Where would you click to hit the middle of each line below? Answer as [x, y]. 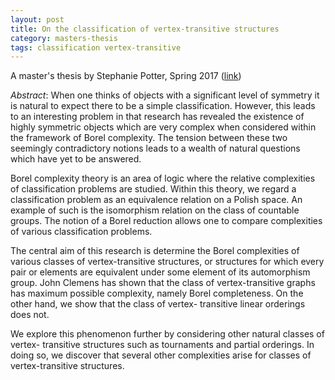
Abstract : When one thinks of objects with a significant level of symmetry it [165, 95]
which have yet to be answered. [76, 159]
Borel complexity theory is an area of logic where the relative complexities [163, 178]
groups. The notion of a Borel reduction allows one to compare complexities [166, 221]
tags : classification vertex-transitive [96, 47]
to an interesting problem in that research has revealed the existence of [157, 117]
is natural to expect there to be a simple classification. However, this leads [163, 106]
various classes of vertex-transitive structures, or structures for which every [167, 262]
